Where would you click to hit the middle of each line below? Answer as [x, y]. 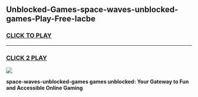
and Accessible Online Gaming [44, 88]
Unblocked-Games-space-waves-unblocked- [92, 10]
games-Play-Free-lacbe [51, 19]
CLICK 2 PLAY [27, 58]
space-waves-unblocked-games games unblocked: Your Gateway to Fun [98, 81]
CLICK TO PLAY [29, 36]
